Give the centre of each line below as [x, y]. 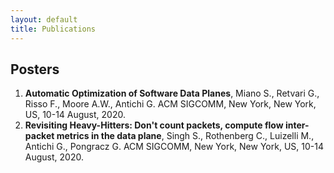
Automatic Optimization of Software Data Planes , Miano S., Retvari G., [172, 93]
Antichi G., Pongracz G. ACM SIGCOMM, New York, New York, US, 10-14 [174, 147]
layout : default [44, 19]
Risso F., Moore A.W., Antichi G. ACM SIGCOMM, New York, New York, [170, 104]
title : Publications [53, 29]
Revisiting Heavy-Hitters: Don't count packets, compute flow [154, 125]
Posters [35, 69]
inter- [297, 125]
